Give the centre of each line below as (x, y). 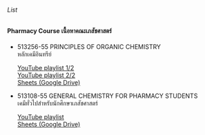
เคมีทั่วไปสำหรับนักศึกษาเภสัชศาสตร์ (58, 103)
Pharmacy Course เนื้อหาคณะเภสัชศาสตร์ (60, 31)
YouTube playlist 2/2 (46, 75)
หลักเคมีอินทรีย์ (34, 54)
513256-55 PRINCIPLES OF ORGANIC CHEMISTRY (89, 46)
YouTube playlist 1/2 (46, 67)
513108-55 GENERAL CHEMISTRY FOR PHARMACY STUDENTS (107, 96)
